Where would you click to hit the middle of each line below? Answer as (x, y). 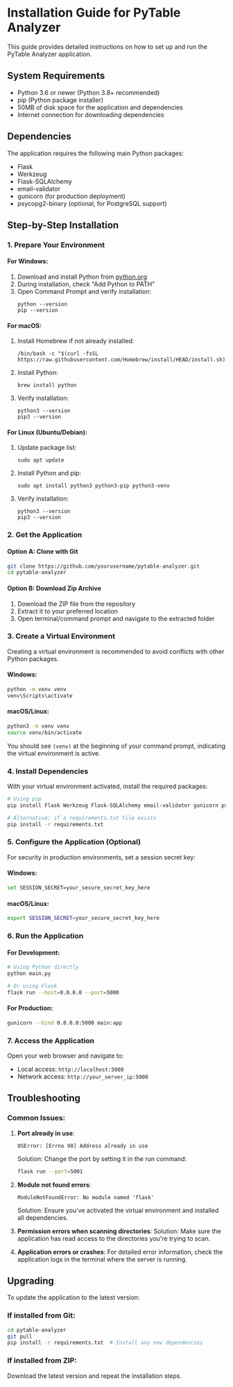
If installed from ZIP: (42, 1361)
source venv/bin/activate (44, 733)
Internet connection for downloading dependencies (90, 114)
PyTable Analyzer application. (50, 54)
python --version (42, 304)
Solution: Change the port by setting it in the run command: (102, 1158)
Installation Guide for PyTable (94, 13)
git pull (20, 1336)
